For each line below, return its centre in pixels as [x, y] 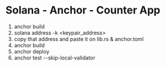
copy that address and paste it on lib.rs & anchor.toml [79, 39]
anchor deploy [31, 51]
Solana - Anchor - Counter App [83, 10]
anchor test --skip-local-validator [54, 58]
